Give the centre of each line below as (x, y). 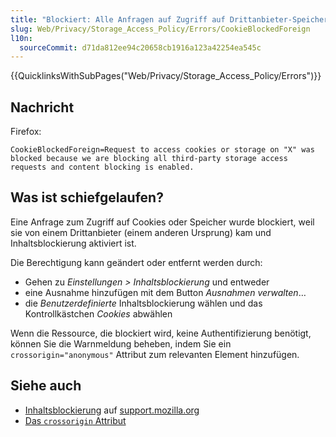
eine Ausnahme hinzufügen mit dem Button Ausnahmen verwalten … (165, 292)
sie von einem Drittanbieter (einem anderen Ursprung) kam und (141, 232)
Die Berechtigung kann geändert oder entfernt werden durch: (136, 262)
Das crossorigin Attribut (75, 420)
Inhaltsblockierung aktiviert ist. (73, 243)
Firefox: (26, 132)
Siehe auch (46, 386)
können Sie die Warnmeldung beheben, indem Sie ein (121, 343)
